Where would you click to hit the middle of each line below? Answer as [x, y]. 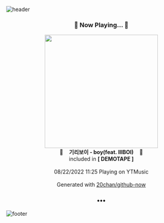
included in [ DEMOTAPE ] [101, 159]
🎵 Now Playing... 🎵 [101, 25]
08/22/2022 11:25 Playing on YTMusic [101, 172]
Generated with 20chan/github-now [101, 185]
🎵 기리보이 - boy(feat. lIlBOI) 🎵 [101, 152]
